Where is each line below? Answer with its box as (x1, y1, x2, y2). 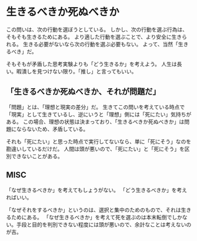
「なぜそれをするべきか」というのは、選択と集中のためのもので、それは (6, 206, 181, 213)
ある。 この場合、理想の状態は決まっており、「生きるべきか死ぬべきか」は (6, 118, 185, 125)
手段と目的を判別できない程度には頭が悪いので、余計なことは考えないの (16, 221, 192, 228)
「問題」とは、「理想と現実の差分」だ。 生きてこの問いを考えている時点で (6, 103, 185, 111)
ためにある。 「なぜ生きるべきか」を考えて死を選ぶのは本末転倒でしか (11, 213, 182, 220)
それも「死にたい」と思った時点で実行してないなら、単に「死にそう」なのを (6, 138, 192, 145)
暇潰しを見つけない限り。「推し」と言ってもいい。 (16, 68, 137, 75)
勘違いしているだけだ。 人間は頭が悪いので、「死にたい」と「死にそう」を (6, 145, 185, 152)
